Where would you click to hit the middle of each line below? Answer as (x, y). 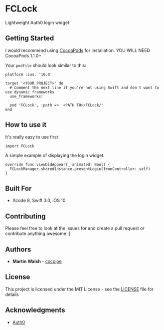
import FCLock (20, 146)
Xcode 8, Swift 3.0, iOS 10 (39, 200)
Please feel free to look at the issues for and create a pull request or (75, 228)
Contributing (25, 216)
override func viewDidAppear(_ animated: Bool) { (58, 164)
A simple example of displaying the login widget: (55, 155)
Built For (18, 188)
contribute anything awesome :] (38, 233)
